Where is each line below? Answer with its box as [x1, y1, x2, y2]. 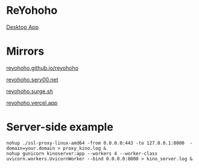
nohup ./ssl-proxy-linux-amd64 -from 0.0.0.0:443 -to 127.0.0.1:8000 [6, 140, 185, 146]
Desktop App [6, 23, 39, 31]
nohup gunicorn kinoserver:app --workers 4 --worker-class [6, 151, 158, 157]
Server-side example [6, 121, 113, 134]
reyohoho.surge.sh [6, 88, 53, 95]
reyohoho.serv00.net [6, 76, 58, 83]
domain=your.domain [6, 145, 55, 151]
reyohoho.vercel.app [6, 99, 58, 106]
